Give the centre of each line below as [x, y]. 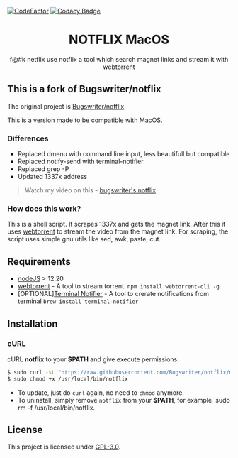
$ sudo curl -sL [31, 372]
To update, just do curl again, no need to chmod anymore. [101, 392]
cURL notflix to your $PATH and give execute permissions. [93, 359]
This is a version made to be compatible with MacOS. [85, 120]
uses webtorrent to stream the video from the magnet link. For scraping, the [118, 231]
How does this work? [44, 208]
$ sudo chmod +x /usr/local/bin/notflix [68, 379]
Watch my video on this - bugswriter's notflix [90, 190]
